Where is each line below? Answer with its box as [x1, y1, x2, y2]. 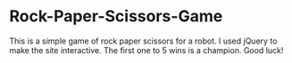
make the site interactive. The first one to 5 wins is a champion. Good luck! [9, 44, 284, 55]
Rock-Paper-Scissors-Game [9, 6, 223, 27]
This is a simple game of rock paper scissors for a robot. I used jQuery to [9, 35, 278, 46]
